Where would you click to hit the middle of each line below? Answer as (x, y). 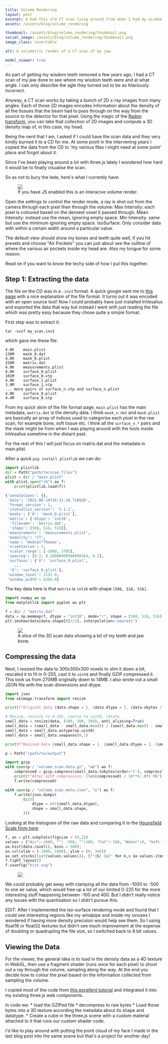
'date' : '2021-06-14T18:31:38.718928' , (49, 500)
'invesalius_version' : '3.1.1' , (41, 509)
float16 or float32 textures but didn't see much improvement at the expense (83, 926)
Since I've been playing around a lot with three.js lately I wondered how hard (84, 162)
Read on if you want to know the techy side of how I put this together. (77, 263)
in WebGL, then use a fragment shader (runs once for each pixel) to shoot (81, 964)
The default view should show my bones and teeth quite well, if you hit (78, 238)
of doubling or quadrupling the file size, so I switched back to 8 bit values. (81, 931)
